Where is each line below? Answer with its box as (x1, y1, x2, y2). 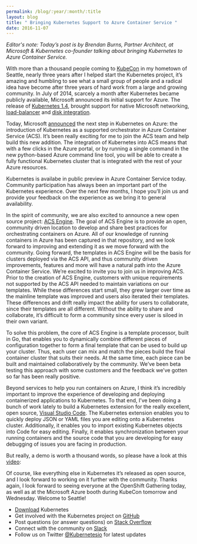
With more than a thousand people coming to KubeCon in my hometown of (6, 65, 188, 72)
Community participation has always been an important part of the (6, 182, 168, 189)
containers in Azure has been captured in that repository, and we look (6, 236, 175, 244)
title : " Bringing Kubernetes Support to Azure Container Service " (6, 19, 178, 25)
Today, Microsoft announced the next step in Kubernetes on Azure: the (6, 120, 178, 127)
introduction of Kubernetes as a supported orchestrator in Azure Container (6, 126, 187, 134)
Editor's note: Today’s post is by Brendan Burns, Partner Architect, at (6, 41, 173, 48)
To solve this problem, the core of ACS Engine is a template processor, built (6, 329, 189, 336)
